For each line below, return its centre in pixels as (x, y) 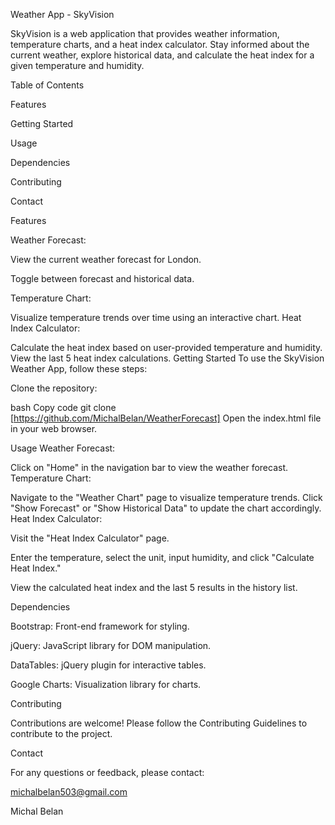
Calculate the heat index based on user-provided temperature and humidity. (166, 347)
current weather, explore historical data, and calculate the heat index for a (162, 55)
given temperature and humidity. (77, 65)
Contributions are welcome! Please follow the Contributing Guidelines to (159, 723)
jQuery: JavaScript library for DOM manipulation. (111, 645)
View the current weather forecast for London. (106, 259)
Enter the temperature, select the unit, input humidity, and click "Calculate (162, 557)
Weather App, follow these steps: (79, 368)
